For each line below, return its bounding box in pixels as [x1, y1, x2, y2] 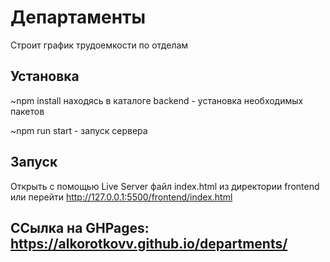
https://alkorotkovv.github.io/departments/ [10, 235, 288, 252]
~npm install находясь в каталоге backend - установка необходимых [10, 94, 304, 106]
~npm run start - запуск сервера [10, 124, 148, 136]
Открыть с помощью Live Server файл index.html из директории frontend [10, 180, 320, 192]
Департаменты [10, 6, 147, 29]
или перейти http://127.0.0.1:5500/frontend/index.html [10, 191, 233, 203]
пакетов [10, 105, 45, 117]
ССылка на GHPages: [10, 219, 150, 236]
